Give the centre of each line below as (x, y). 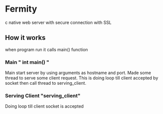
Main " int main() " (27, 62)
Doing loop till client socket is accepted (45, 106)
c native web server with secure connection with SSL (58, 22)
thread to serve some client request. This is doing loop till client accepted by (81, 78)
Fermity (21, 9)
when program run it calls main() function (47, 49)
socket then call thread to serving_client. (46, 83)
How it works (25, 38)
